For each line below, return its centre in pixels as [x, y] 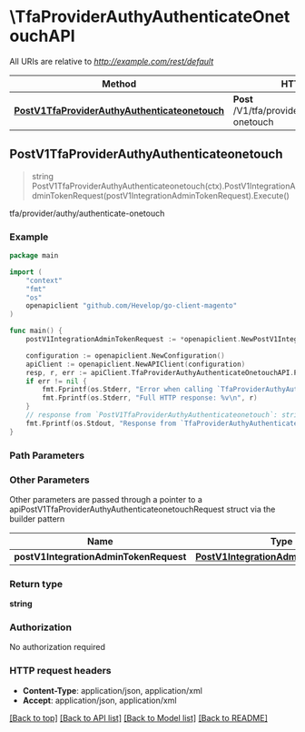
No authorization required [58, 647]
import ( [26, 272]
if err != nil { [57, 381]
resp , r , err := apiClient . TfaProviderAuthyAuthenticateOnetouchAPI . [160, 372]
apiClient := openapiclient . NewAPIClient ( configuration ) [136, 364]
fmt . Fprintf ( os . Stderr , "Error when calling [128, 390]
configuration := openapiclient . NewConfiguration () [125, 356]
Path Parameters [47, 455]
